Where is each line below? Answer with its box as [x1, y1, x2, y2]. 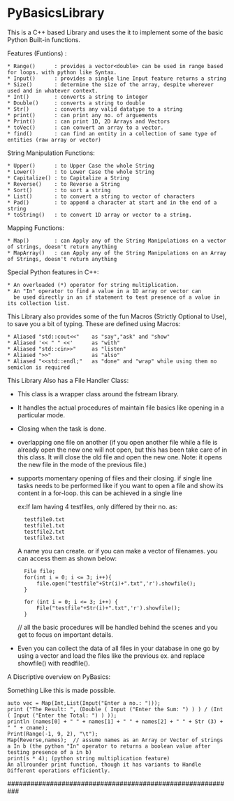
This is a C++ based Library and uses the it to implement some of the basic [7, 28, 224, 36]
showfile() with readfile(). [17, 659, 91, 667]
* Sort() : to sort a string [7, 187, 111, 194]
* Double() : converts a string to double [7, 100, 145, 107]
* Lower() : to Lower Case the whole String [7, 168, 155, 175]
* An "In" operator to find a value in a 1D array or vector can [7, 288, 201, 295]
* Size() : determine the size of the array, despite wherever [7, 81, 214, 88]
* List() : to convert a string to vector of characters [7, 193, 196, 200]
